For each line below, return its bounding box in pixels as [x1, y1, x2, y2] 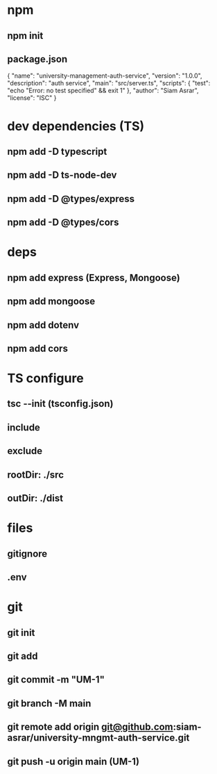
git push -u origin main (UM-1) [7, 755, 140, 767]
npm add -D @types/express [7, 193, 135, 205]
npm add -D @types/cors [7, 217, 119, 228]
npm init [7, 30, 44, 42]
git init [7, 627, 35, 639]
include [7, 421, 40, 433]
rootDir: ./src [7, 469, 64, 480]
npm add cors [7, 342, 68, 354]
